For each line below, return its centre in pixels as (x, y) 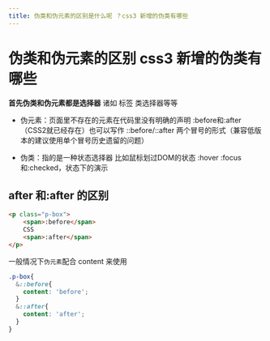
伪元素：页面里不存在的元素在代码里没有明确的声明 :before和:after (131, 120)
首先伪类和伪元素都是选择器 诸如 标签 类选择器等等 (93, 103)
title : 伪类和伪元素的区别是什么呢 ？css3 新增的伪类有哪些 (99, 16)
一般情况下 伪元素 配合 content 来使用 (68, 261)
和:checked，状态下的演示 (64, 168)
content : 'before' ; (56, 292)
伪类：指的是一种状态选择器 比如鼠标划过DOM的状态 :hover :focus (131, 157)
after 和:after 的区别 (59, 195)
